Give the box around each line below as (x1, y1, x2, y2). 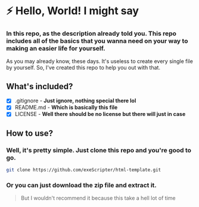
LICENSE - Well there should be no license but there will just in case (14, 111, 186, 118)
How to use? (6, 128, 54, 138)
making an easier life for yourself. (6, 45, 105, 53)
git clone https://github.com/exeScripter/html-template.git (6, 167, 161, 173)
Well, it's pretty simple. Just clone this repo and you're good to (6, 146, 192, 154)
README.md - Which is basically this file (14, 104, 118, 111)
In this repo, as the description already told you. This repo (6, 30, 177, 38)
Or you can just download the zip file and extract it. (6, 181, 157, 189)
